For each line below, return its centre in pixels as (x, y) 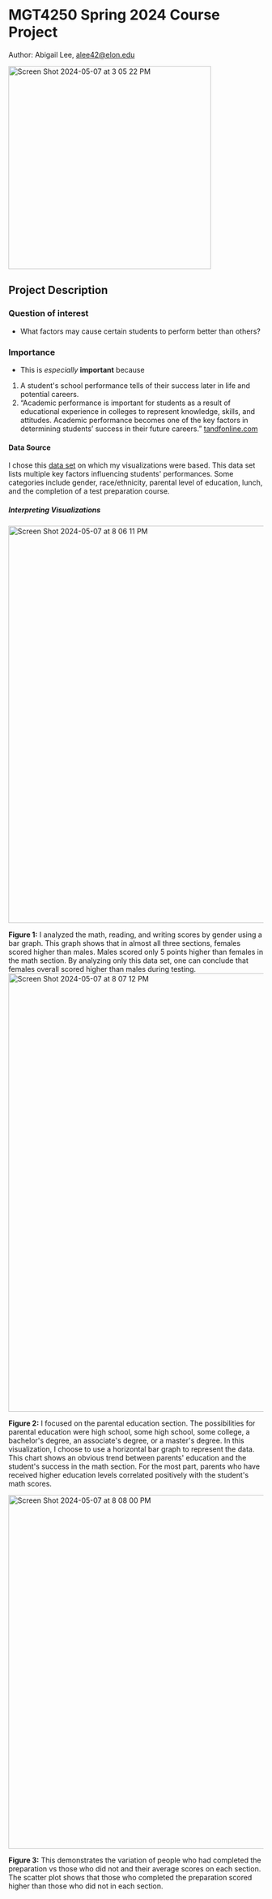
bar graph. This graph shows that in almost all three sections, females (125, 943)
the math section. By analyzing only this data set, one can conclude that (129, 960)
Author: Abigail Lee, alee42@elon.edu (72, 54)
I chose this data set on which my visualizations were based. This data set (132, 465)
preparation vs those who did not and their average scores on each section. (135, 1869)
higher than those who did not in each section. (86, 1886)
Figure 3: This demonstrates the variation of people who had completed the (135, 1860)
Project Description (58, 290)
